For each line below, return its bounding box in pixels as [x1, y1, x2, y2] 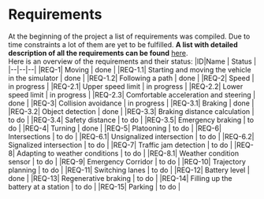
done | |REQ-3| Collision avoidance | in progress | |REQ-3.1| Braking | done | [8, 98, 255, 108]
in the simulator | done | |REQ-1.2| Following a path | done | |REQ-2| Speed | [8, 73, 255, 83]
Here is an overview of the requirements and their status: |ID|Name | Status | [8, 57, 257, 66]
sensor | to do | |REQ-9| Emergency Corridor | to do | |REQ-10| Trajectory [8, 157, 247, 166]
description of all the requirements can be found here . [8, 48, 188, 57]
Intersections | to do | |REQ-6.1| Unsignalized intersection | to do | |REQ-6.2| [8, 131, 255, 141]
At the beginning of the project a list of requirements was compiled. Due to [8, 31, 251, 41]
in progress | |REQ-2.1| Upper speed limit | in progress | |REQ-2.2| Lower [8, 81, 244, 91]
